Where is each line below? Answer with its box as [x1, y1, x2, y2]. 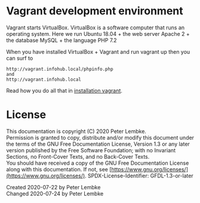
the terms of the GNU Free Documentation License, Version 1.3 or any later [6, 140, 190, 147]
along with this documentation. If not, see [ [6, 165, 112, 173]
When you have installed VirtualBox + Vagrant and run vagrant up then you [6, 48, 190, 55]
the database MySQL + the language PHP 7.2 [6, 36, 118, 44]
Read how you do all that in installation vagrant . [6, 87, 122, 94]
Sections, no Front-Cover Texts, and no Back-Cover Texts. [6, 153, 150, 160]
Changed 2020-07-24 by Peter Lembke [6, 190, 104, 197]
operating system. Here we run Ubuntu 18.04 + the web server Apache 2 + [6, 30, 190, 37]
